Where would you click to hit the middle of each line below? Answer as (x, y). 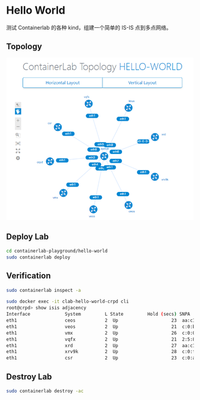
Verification (29, 276)
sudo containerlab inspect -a (44, 290)
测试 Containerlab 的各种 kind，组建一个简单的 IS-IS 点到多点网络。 (89, 27)
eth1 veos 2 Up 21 (92, 327)
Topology (24, 47)
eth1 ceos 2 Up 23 (92, 321)
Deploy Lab (28, 236)
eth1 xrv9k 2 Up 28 (92, 352)
